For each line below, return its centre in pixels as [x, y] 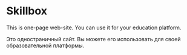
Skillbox [27, 11]
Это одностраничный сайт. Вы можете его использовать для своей [93, 39]
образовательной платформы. [45, 45]
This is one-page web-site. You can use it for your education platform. [94, 27]
